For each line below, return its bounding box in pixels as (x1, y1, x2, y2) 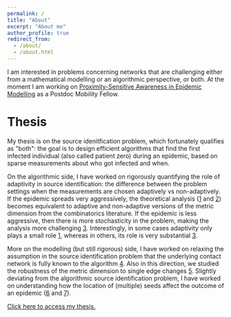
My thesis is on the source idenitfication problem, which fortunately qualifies (7, 136, 225, 145)
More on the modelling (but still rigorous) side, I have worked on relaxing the (7, 244, 224, 253)
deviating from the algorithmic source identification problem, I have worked (7, 274, 221, 282)
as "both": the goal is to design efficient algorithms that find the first (7, 144, 201, 152)
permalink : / (7, 10, 45, 17)
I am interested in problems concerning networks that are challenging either (7, 67, 223, 76)
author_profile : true (7, 29, 70, 37)
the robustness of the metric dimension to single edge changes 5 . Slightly (7, 266, 217, 275)
